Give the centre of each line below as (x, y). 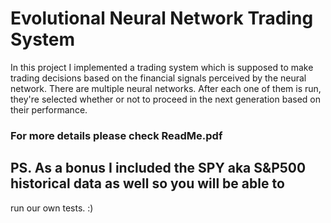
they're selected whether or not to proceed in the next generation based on (165, 99)
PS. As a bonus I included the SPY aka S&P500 (158, 168)
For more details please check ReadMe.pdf (116, 135)
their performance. (49, 109)
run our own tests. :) (52, 208)
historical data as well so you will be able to (147, 183)
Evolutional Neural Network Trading (162, 18)
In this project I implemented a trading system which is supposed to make (162, 67)
